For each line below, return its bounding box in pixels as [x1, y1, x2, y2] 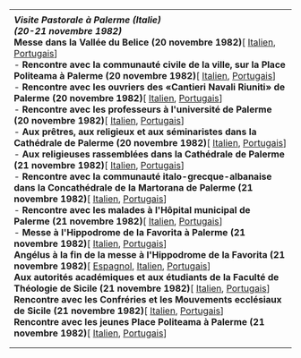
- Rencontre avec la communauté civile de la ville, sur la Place [13, 58, 287, 71]
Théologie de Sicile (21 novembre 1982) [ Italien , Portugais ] [13, 282, 271, 294]
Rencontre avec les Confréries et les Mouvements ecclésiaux [13, 294, 282, 305]
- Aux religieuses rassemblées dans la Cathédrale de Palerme [13, 148, 285, 160]
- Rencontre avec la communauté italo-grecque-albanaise [13, 170, 272, 183]
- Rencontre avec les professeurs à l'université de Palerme [13, 103, 272, 115]
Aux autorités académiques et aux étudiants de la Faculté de [13, 271, 279, 283]
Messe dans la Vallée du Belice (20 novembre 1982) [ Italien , [13, 36, 276, 48]
